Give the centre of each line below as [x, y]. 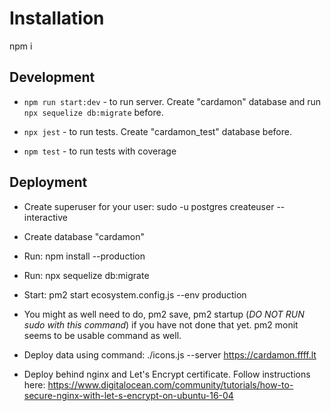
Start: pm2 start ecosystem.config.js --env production [135, 294]
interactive [45, 217]
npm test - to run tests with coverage [100, 151]
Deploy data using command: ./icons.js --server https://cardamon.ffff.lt [170, 354]
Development [52, 77]
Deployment [48, 182]
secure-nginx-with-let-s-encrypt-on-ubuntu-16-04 [128, 395]
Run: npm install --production [84, 256]
